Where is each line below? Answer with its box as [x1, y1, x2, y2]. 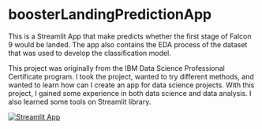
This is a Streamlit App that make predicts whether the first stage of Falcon [8, 31, 252, 41]
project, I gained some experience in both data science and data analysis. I [8, 88, 252, 98]
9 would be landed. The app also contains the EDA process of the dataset [8, 39, 248, 49]
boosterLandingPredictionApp [8, 6, 211, 24]
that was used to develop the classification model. [8, 48, 171, 57]
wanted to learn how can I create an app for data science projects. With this [8, 80, 255, 90]
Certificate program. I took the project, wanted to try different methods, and [8, 72, 254, 81]
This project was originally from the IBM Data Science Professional [8, 63, 225, 72]
